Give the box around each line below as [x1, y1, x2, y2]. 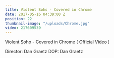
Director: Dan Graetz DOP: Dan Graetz [5, 49, 83, 55]
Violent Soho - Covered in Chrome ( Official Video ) [5, 39, 110, 45]
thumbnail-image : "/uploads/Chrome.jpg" [5, 21, 90, 26]
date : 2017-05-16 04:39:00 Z [5, 12, 65, 17]
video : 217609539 [5, 26, 41, 30]
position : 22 [5, 16, 32, 21]
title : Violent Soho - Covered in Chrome [5, 7, 92, 12]
